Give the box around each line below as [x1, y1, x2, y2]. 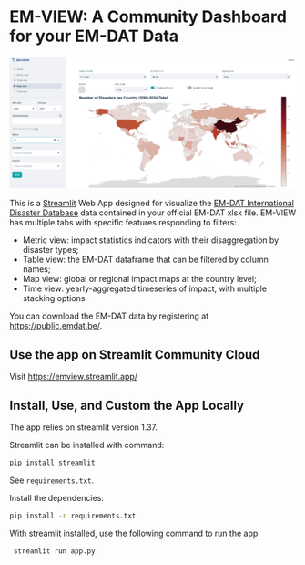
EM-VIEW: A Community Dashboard [9, 6, 287, 27]
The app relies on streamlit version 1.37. [9, 422, 158, 433]
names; [22, 264, 51, 275]
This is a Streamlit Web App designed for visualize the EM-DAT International [9, 198, 294, 209]
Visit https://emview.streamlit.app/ [9, 371, 138, 382]
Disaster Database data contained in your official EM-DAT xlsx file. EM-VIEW [9, 207, 297, 218]
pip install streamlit [9, 458, 96, 467]
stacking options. [22, 293, 88, 304]
